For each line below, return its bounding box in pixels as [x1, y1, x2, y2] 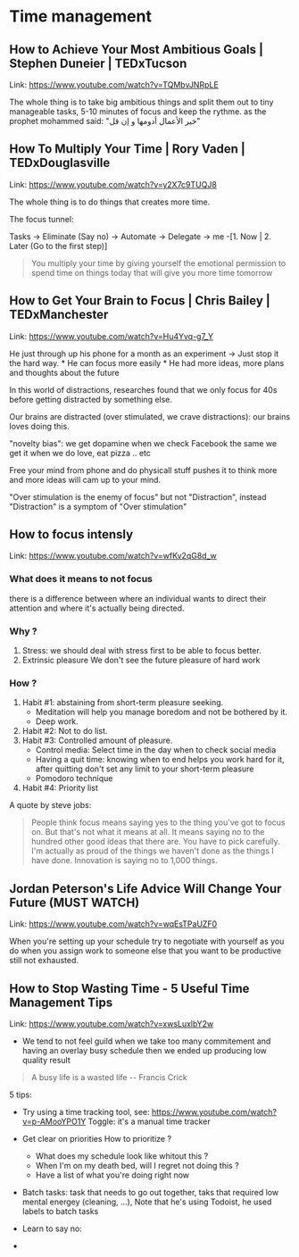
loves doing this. [9, 420, 70, 431]
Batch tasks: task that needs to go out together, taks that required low [21, 1186, 279, 1197]
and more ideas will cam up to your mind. [9, 474, 162, 485]
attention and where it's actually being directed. [9, 603, 185, 613]
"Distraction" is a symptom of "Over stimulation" [9, 501, 187, 512]
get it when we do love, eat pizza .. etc [9, 447, 152, 458]
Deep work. [35, 716, 79, 727]
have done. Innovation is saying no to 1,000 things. [30, 855, 218, 866]
